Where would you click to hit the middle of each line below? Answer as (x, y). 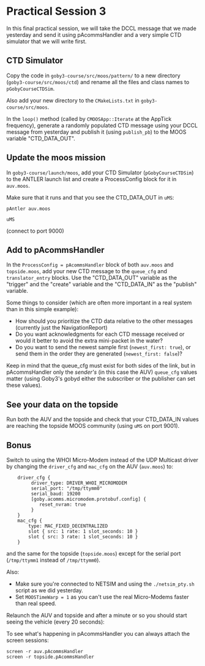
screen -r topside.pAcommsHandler (50, 657)
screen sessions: (28, 640)
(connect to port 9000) (35, 231)
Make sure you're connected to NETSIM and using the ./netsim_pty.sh (105, 584)
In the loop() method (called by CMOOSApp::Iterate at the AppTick (89, 118)
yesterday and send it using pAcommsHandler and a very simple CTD (94, 34)
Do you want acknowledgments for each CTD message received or (100, 334)
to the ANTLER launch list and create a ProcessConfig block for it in (91, 179)
